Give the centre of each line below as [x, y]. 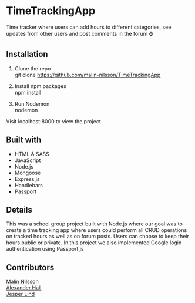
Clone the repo [33, 68]
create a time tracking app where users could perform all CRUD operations [97, 230]
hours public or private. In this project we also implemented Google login [94, 243]
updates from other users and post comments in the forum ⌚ [80, 33]
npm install [28, 92]
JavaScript [28, 160]
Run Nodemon [32, 103]
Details [19, 210]
